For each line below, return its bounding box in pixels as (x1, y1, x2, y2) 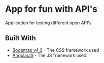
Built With (5, 34, 36, 42)
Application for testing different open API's (5, 20, 92, 26)
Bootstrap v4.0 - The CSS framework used (12, 47, 100, 53)
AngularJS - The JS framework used (12, 52, 87, 58)
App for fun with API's (5, 3, 98, 15)
